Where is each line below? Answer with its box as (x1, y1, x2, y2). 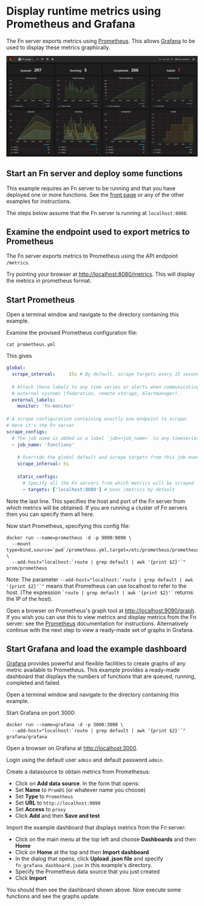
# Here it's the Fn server (6, 422, 75, 429)
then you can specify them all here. (6, 510, 95, 518)
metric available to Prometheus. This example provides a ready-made (6, 667, 180, 674)
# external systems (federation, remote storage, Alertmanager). (12, 390, 181, 396)
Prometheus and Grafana (6, 17, 135, 31)
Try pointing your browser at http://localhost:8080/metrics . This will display (6, 270, 195, 278)
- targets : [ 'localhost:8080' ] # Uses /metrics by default (22, 486, 175, 493)
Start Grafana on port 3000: (6, 709, 76, 716)
